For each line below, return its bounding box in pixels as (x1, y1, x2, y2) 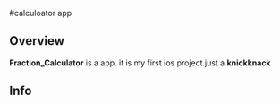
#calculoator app (9, 8, 72, 18)
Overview (9, 33, 65, 48)
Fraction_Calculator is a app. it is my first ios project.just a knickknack (9, 57, 271, 68)
